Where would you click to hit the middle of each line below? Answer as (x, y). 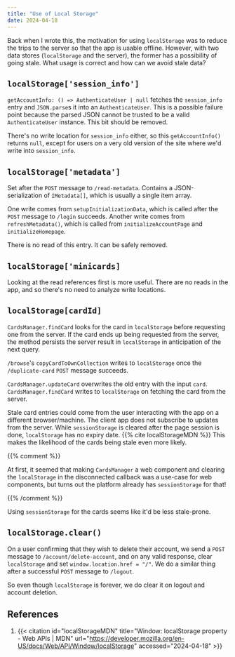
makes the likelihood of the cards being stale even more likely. (97, 442)
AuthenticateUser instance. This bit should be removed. (88, 122)
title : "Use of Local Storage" (53, 14)
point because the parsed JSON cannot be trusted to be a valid (99, 115)
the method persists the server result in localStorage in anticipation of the (114, 342)
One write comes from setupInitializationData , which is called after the (113, 209)
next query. (24, 349)
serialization (25, 195)
